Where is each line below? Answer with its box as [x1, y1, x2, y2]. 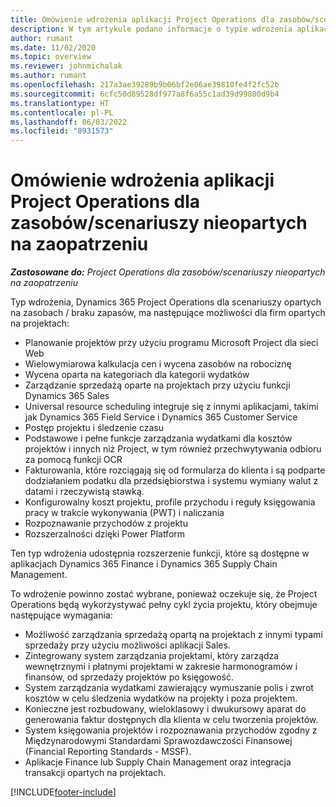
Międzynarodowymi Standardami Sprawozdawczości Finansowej [24, 735, 293, 747]
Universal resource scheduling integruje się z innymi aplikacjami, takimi [24, 401, 319, 413]
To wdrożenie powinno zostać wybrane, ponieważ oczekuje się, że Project [10, 588, 318, 600]
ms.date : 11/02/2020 [10, 42, 97, 53]
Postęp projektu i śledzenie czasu [24, 422, 164, 434]
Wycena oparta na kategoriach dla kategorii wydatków [24, 369, 250, 381]
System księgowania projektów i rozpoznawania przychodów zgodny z [24, 724, 318, 736]
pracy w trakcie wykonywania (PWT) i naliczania [24, 507, 225, 519]
